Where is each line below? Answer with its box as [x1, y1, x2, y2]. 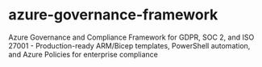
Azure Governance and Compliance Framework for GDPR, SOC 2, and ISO [8, 32, 255, 42]
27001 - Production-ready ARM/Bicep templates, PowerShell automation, [8, 40, 251, 50]
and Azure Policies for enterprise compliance [8, 49, 159, 59]
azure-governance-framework [8, 6, 218, 24]
